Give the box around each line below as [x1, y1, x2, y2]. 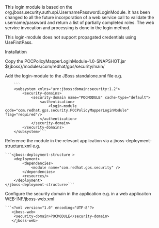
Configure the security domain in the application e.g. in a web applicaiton [5, 191, 151, 196]
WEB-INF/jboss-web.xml [5, 196, 55, 202]
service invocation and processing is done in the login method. [5, 25, 131, 31]
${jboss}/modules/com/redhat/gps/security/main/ [5, 63, 105, 69]
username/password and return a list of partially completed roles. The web [5, 19, 154, 25]
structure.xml [5, 143, 32, 149]
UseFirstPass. [5, 39, 33, 45]
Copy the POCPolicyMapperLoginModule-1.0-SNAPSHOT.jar [5, 58, 126, 64]
